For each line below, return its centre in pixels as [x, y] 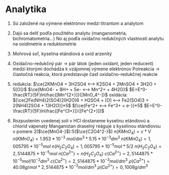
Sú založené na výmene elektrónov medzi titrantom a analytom [78, 23]
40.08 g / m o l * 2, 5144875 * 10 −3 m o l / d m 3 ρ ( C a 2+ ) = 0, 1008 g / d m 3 [80, 167]
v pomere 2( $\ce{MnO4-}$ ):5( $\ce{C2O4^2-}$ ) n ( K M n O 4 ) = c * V [82, 132]
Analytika [26, 9]
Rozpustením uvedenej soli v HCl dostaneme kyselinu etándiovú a [81, 120]
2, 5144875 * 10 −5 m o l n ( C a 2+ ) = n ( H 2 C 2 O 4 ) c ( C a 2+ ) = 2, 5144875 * [82, 154]
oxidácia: [118, 95]
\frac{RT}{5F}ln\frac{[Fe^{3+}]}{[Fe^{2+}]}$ [58, 111]
